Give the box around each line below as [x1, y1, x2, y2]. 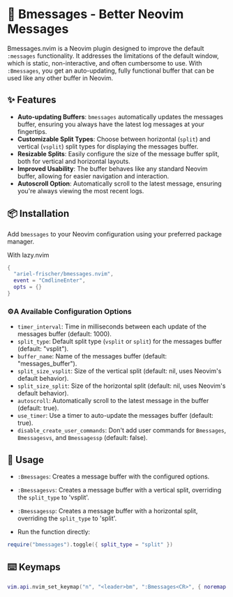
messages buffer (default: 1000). [17, 330, 112, 338]
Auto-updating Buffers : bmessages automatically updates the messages [17, 112, 223, 121]
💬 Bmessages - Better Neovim [7, 6, 184, 22]
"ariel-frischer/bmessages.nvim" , [13, 271, 114, 278]
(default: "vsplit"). [17, 345, 69, 353]
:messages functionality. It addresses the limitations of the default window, [7, 52, 219, 60]
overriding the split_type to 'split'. [17, 514, 117, 522]
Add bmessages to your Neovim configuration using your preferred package [7, 229, 222, 238]
